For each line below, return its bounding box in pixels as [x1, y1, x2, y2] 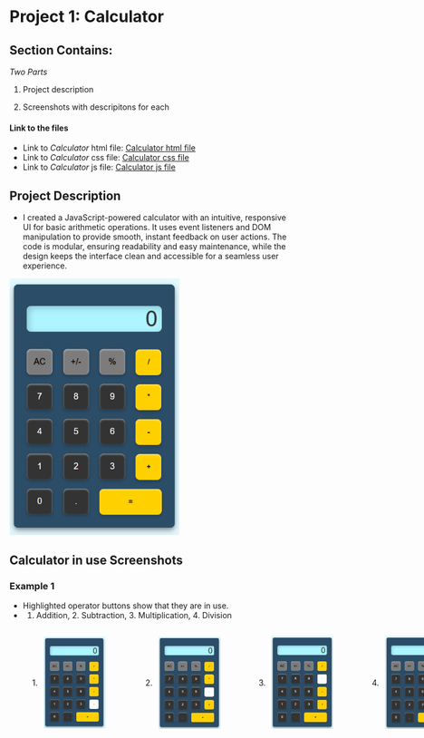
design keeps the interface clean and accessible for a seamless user [22, 251, 279, 262]
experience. [22, 260, 68, 271]
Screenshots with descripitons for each [22, 102, 170, 112]
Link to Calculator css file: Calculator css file [22, 152, 190, 163]
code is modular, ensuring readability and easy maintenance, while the [22, 241, 286, 252]
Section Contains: [9, 43, 113, 58]
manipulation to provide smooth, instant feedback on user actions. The [22, 231, 287, 242]
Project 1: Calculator [9, 6, 165, 27]
